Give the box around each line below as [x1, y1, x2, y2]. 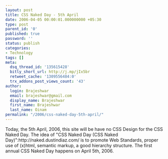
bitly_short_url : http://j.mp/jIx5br [10, 70, 90, 75]
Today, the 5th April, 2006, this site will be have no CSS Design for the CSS [5, 126, 163, 132]
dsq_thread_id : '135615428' [10, 64, 70, 70]
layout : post [5, 7, 33, 13]
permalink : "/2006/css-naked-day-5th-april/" [5, 112, 104, 118]
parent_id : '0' [5, 27, 38, 32]
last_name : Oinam [10, 107, 47, 112]
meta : [5, 60, 17, 65]
